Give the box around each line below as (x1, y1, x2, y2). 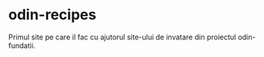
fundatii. (8, 40, 36, 50)
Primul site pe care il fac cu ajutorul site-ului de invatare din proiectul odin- (8, 32, 256, 42)
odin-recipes (8, 6, 97, 24)
